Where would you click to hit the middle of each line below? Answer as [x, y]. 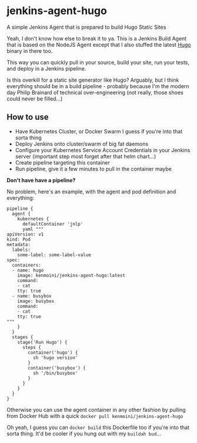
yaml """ [33, 229]
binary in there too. [30, 51]
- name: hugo [28, 270]
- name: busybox [32, 296]
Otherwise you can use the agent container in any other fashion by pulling [96, 410]
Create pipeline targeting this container [63, 162]
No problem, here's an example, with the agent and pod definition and [91, 192]
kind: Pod [19, 239]
